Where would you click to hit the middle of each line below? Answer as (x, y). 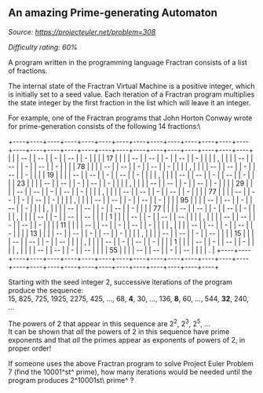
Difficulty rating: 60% (43, 47)
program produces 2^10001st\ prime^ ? (71, 380)
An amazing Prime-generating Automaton (113, 13)
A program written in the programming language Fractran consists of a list (128, 62)
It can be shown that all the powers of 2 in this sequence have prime (119, 332)
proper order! (30, 348)
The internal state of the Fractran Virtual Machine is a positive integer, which (131, 86)
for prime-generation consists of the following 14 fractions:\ (104, 126)
